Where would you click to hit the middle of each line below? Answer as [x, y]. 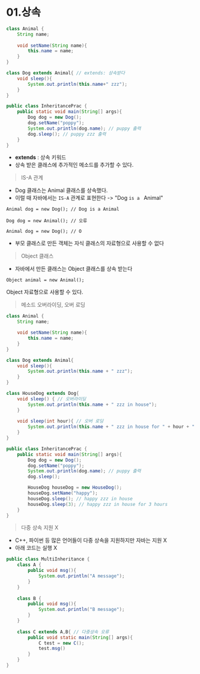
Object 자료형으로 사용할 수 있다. [45, 292]
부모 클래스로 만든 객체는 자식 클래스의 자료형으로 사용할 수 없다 [89, 243]
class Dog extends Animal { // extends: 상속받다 [65, 73]
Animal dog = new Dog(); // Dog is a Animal [63, 209]
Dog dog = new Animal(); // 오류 [47, 221]
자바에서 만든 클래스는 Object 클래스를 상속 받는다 [74, 269]
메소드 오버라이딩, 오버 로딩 [53, 305]
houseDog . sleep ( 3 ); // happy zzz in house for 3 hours [98, 504]
